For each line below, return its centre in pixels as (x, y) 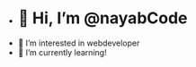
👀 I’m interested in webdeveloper (79, 43)
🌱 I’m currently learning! (62, 52)
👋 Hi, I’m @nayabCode (102, 18)
